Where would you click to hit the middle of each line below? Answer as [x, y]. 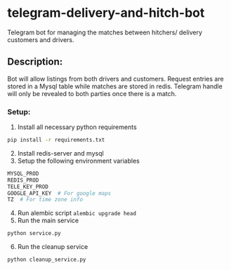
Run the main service [48, 221]
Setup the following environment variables [79, 161]
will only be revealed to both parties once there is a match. [92, 93]
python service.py [34, 234]
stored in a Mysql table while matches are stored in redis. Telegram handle [115, 86]
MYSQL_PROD [23, 173]
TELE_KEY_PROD [28, 187]
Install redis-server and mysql [60, 153]
